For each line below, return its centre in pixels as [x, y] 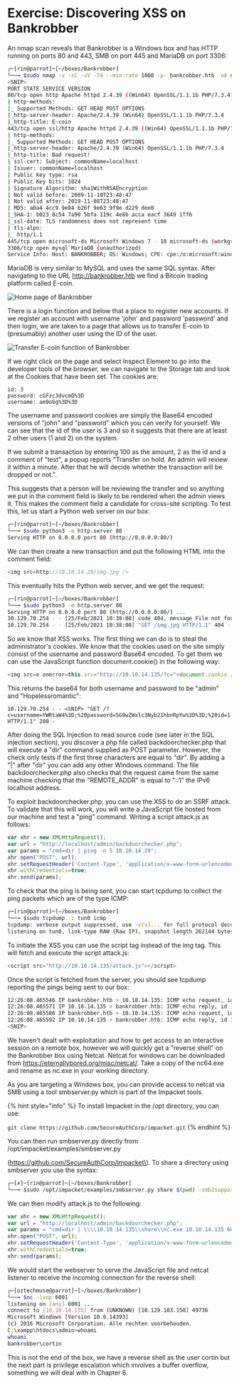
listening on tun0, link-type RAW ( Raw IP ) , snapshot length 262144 [111, 931]
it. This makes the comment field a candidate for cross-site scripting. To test [119, 504]
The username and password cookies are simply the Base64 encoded [110, 415]
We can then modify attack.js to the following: [75, 1203]
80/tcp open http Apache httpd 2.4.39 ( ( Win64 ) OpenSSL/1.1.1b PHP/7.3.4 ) [121, 95]
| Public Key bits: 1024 [44, 181]
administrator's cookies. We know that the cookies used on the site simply [116, 647]
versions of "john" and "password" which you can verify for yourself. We [114, 423]
